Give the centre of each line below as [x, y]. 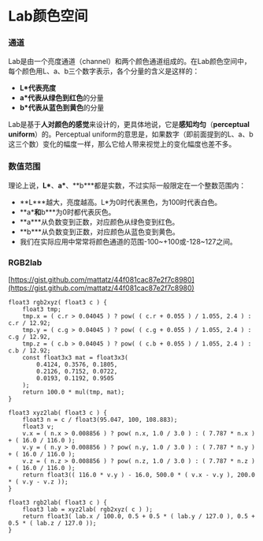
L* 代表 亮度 [38, 88]
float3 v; [39, 427]
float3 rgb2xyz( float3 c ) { [58, 303]
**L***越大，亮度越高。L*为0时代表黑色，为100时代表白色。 [120, 202]
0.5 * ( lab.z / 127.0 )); [52, 524]
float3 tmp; [42, 310]
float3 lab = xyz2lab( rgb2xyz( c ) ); [88, 509]
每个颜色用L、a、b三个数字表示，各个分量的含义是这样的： [104, 71]
